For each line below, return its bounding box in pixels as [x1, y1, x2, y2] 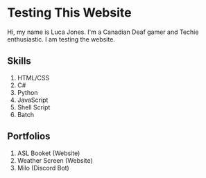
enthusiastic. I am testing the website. [7, 35, 116, 43]
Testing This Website [7, 5, 132, 21]
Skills [7, 55, 31, 67]
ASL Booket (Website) [17, 149, 80, 157]
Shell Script [17, 103, 51, 112]
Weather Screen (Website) [17, 156, 94, 164]
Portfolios [7, 130, 51, 143]
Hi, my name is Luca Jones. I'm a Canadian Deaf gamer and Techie [7, 28, 199, 36]
